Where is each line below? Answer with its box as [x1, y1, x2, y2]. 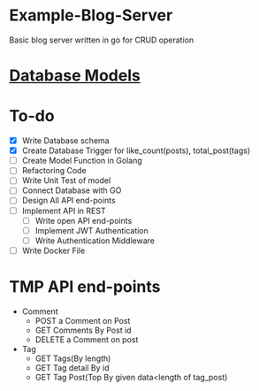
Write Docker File [21, 245, 86, 256]
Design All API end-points [21, 195, 117, 206]
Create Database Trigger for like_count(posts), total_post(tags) [21, 145, 251, 156]
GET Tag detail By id [34, 362, 110, 372]
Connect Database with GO [21, 185, 122, 195]
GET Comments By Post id [34, 325, 132, 335]
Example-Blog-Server [9, 5, 173, 26]
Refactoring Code [21, 165, 87, 176]
